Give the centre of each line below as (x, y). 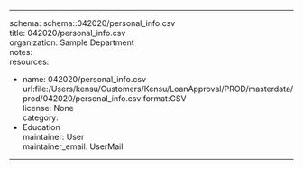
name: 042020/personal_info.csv (84, 79)
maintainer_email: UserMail (73, 146)
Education (41, 127)
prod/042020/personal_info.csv (82, 99)
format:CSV (165, 99)
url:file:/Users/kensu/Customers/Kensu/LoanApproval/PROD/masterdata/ (158, 89)
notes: (21, 52)
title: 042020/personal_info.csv (68, 33)
